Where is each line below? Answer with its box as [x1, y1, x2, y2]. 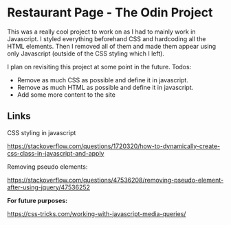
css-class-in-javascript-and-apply [7, 149, 104, 157]
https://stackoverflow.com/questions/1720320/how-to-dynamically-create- [7, 142, 221, 150]
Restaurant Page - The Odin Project [7, 5, 213, 21]
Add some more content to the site [16, 91, 115, 99]
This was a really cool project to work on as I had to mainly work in [7, 27, 196, 36]
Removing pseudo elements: [7, 163, 88, 171]
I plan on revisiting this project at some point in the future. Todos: [7, 62, 192, 71]
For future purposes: [7, 196, 68, 204]
